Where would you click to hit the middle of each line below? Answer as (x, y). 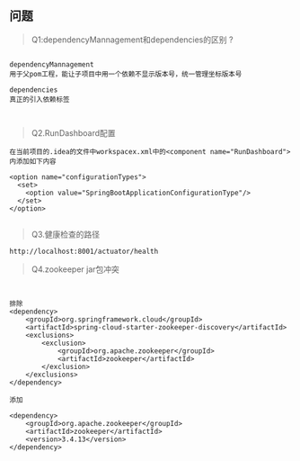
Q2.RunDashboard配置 (73, 132)
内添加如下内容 (33, 161)
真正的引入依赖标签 (40, 99)
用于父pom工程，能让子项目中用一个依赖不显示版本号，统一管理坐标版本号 (126, 74)
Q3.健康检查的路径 (66, 234)
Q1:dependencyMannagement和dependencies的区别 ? (132, 40)
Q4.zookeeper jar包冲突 (75, 269)
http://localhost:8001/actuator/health (84, 251)
